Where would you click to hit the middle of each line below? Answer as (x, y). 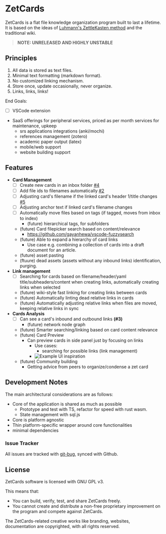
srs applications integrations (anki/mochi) (62, 131)
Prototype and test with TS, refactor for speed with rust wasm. (83, 409)
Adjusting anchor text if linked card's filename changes (76, 207)
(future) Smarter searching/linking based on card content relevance (89, 330)
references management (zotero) (54, 136)
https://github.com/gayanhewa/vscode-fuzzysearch (81, 234)
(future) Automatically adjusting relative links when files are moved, (88, 303)
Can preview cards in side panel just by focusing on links (85, 340)
